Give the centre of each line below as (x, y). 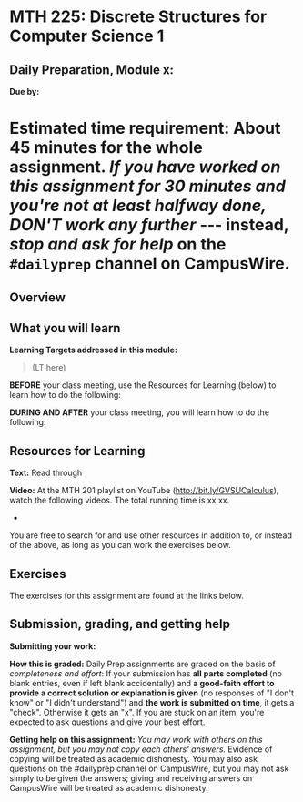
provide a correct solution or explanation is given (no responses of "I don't (151, 693)
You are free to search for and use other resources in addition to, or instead (151, 535)
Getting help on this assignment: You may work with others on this (136, 739)
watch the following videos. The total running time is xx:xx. (120, 500)
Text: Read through (46, 473)
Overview (38, 297)
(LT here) (49, 368)
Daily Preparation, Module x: (92, 70)
